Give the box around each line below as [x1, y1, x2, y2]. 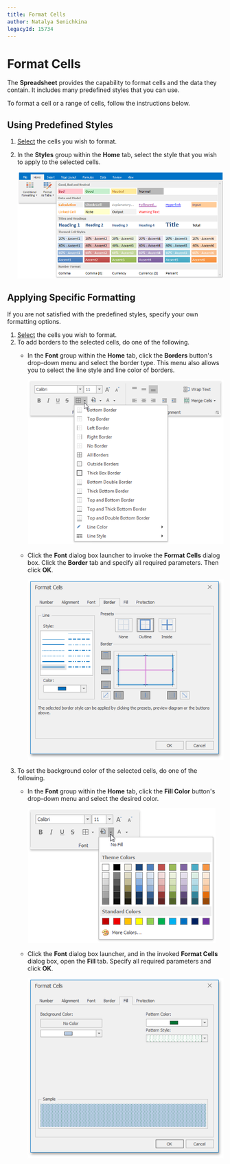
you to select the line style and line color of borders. [27, 366, 175, 374]
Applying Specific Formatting [7, 292, 136, 303]
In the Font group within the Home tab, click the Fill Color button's [27, 787, 216, 795]
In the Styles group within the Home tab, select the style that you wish [16, 151, 218, 159]
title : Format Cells [7, 11, 67, 18]
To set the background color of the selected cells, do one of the [16, 767, 198, 775]
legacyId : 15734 [7, 25, 54, 32]
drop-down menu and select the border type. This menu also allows [27, 358, 220, 366]
